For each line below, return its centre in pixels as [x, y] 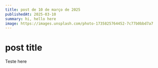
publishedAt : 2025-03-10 [31, 14]
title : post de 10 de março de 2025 [43, 10]
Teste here [16, 62]
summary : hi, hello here [31, 19]
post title [24, 48]
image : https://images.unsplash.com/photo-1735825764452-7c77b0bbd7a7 [79, 23]
